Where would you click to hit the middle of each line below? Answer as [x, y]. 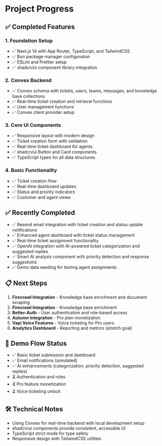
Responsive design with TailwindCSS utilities [57, 439]
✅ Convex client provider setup [43, 112]
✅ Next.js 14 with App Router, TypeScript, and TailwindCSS [71, 51]
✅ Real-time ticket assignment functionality [55, 240]
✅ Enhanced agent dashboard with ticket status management [73, 235]
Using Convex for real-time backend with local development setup [78, 423]
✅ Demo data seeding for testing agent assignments [64, 267]
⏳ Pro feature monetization [39, 384]
